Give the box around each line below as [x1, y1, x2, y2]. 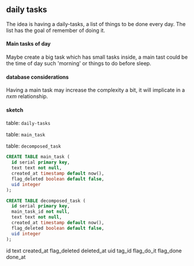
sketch [6, 106, 24, 113]
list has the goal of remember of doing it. [6, 27, 105, 34]
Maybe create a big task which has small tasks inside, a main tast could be [6, 53, 188, 61]
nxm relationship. [6, 93, 48, 100]
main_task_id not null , [11, 209, 70, 215]
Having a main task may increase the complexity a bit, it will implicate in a [6, 86, 185, 94]
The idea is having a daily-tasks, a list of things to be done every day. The [6, 20, 186, 27]
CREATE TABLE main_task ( [6, 154, 70, 160]
